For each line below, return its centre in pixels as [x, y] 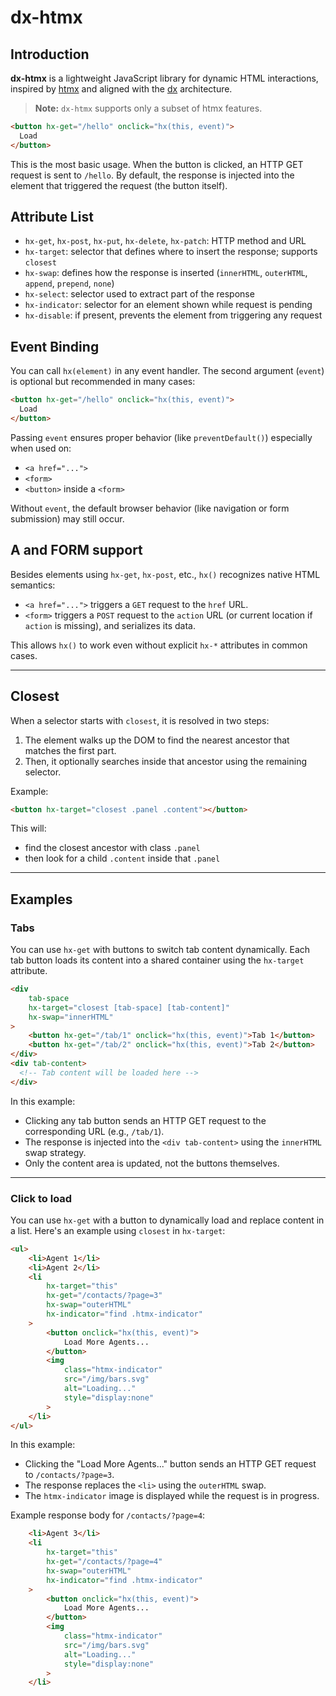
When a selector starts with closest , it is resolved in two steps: [140, 720]
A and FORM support [76, 550]
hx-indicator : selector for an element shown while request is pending [168, 305]
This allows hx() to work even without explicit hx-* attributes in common [159, 645]
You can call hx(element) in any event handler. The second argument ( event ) [167, 371]
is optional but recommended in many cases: [103, 382]
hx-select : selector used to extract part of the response [139, 294]
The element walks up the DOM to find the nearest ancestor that [157, 740]
